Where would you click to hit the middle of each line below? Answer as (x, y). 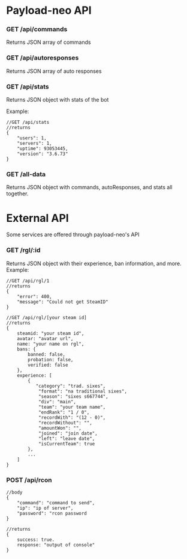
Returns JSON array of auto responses (54, 71)
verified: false (48, 365)
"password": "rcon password (52, 513)
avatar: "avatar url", (45, 338)
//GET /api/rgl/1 (28, 281)
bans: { (26, 349)
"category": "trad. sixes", (71, 386)
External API (37, 218)
